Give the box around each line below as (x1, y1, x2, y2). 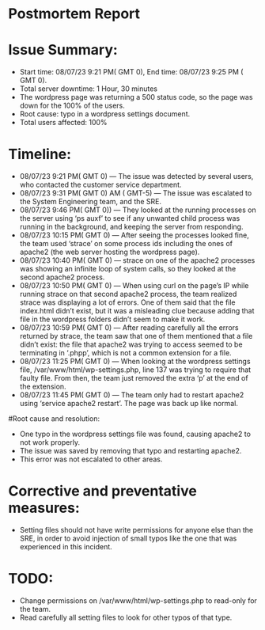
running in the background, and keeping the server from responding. (19, 222, 244, 232)
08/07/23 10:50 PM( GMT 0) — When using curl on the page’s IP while (19, 281, 249, 290)
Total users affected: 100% (19, 118, 108, 127)
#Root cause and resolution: (8, 414, 100, 423)
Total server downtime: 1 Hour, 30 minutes (19, 84, 158, 93)
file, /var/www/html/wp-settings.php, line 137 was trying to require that (19, 365, 252, 374)
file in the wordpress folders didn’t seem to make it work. (19, 314, 206, 324)
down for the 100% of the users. (19, 101, 125, 111)
